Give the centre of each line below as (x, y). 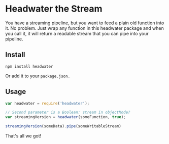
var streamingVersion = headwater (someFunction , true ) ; (65, 117)
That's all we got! (23, 136)
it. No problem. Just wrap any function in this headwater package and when (84, 28)
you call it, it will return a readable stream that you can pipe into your (77, 33)
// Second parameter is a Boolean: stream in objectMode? (68, 112)
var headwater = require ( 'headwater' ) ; (47, 103)
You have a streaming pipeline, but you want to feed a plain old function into (85, 23)
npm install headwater (29, 66)
